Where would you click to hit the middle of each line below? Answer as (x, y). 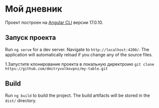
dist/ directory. (21, 100)
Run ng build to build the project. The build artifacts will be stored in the (78, 95)
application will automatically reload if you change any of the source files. (79, 54)
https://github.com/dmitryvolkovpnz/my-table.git (57, 69)
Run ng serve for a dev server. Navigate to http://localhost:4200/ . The (77, 49)
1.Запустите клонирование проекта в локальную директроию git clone (80, 64)
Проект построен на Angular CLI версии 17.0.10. (54, 22)
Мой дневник (34, 9)
